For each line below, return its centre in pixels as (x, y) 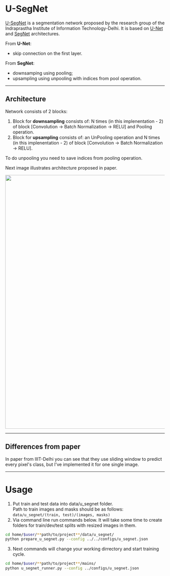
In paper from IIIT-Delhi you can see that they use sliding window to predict (84, 459)
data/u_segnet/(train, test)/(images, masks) (61, 515)
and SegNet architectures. (33, 33)
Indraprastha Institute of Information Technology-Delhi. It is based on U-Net (84, 28)
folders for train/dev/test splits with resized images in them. (74, 525)
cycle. (19, 554)
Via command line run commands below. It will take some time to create (87, 520)
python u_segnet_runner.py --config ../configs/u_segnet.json (72, 568)
